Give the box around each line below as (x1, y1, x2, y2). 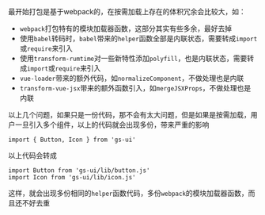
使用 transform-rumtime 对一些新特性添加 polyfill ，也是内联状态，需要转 (19, 54, 255, 63)
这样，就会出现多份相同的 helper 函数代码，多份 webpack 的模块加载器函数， (8, 189, 249, 198)
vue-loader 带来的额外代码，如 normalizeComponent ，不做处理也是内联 (19, 74, 244, 83)
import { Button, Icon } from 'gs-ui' (8, 136, 136, 144)
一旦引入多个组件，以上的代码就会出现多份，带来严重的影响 (14, 120, 210, 129)
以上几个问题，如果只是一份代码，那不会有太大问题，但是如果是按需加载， (8, 110, 251, 119)
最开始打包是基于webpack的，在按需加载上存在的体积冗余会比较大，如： (8, 7, 247, 16)
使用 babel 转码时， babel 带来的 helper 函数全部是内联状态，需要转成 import (19, 34, 258, 43)
